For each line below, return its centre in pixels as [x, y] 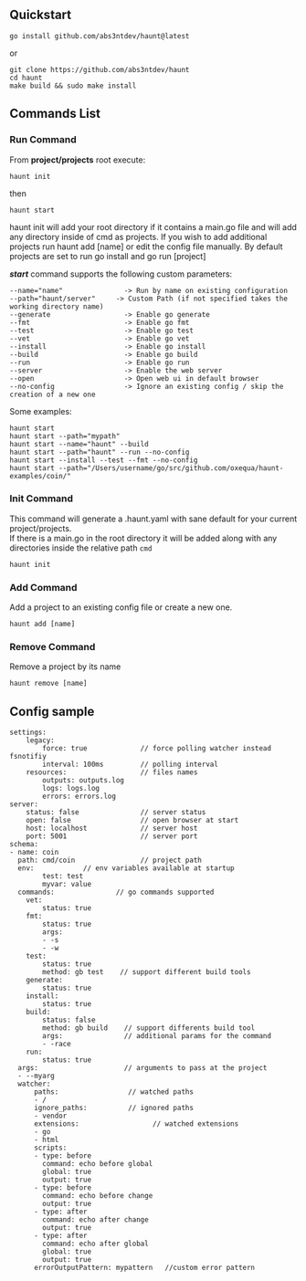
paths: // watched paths [114, 1092]
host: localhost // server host [112, 829]
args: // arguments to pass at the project [142, 1068]
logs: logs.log [71, 789]
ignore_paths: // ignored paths [114, 1108]
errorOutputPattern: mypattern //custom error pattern [144, 1268]
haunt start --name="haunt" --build [79, 444]
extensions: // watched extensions [136, 1124]
